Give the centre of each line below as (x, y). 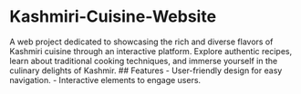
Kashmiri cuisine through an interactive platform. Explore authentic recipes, (151, 51)
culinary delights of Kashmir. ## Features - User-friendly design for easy (146, 70)
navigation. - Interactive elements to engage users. (105, 80)
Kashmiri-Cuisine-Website (113, 17)
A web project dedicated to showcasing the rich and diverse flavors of (141, 42)
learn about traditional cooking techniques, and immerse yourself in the (144, 61)
